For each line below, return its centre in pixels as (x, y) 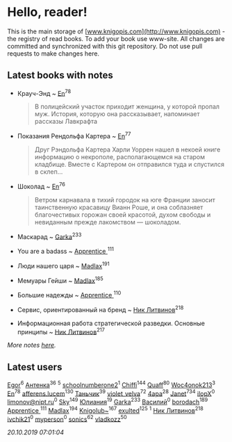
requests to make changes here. (53, 54)
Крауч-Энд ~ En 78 (44, 92)
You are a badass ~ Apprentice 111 (66, 251)
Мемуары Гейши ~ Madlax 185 (60, 280)
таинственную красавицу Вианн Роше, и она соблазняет (119, 207)
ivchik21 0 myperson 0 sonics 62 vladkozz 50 (67, 418)
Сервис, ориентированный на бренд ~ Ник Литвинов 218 (100, 309)
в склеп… (49, 172)
